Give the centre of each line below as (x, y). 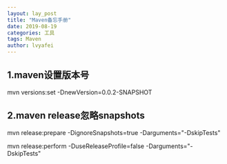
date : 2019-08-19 (32, 26)
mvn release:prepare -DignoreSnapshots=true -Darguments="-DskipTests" (114, 132)
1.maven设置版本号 (48, 75)
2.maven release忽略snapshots (76, 115)
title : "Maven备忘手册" (39, 20)
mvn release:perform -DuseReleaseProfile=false (76, 146)
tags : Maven (24, 39)
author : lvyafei (30, 45)
